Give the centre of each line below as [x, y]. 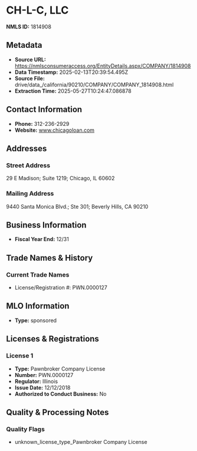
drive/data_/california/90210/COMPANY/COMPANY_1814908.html [94, 85]
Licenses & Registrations [52, 339]
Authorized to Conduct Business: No [60, 394]
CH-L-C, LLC [37, 10]
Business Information [46, 225]
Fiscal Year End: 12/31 [42, 239]
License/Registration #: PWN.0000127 [61, 288]
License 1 [20, 356]
